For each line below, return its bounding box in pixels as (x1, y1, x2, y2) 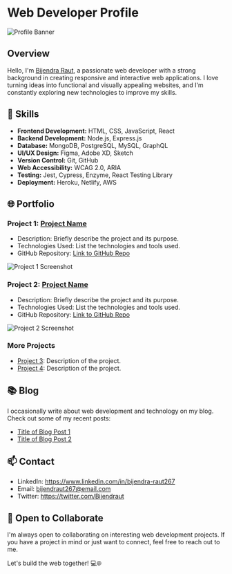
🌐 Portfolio (7, 198, 55, 210)
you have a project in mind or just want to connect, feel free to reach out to (7, 538, 220, 546)
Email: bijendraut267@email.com (17, 485, 111, 493)
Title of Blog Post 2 (17, 434, 72, 443)
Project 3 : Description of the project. (17, 356, 122, 364)
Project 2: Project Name (7, 280, 88, 290)
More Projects (7, 341, 55, 351)
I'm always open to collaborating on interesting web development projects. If (7, 530, 225, 539)
